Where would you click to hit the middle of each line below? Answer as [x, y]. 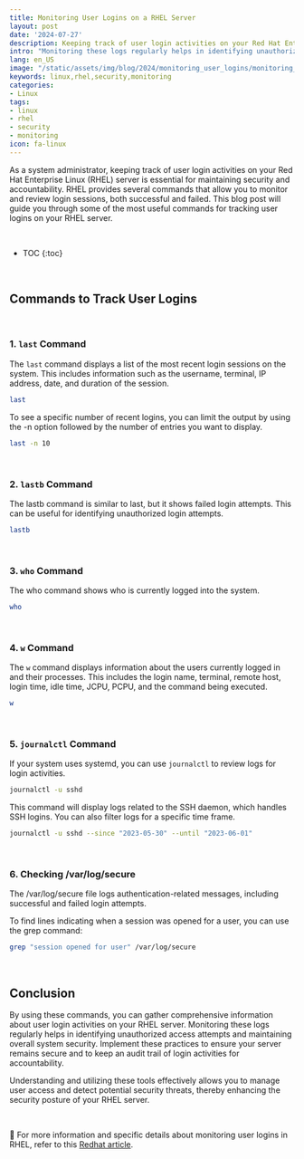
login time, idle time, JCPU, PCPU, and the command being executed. [139, 687]
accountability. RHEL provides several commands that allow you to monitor [149, 189]
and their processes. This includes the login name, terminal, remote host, [145, 677]
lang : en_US [32, 60]
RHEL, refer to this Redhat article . [71, 1145]
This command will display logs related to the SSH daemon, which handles [148, 808]
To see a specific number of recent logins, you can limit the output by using [150, 417]
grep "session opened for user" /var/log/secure [103, 947]
